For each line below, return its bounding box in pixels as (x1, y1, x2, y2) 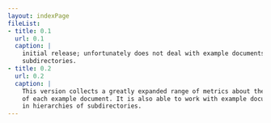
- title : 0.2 (7, 65, 52, 73)
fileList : (7, 19, 41, 28)
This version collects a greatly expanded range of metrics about (22, 87, 251, 95)
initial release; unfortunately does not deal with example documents (22, 49, 265, 57)
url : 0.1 (15, 34, 44, 43)
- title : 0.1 (7, 27, 52, 35)
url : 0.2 (15, 72, 44, 80)
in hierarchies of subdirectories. (22, 102, 142, 110)
